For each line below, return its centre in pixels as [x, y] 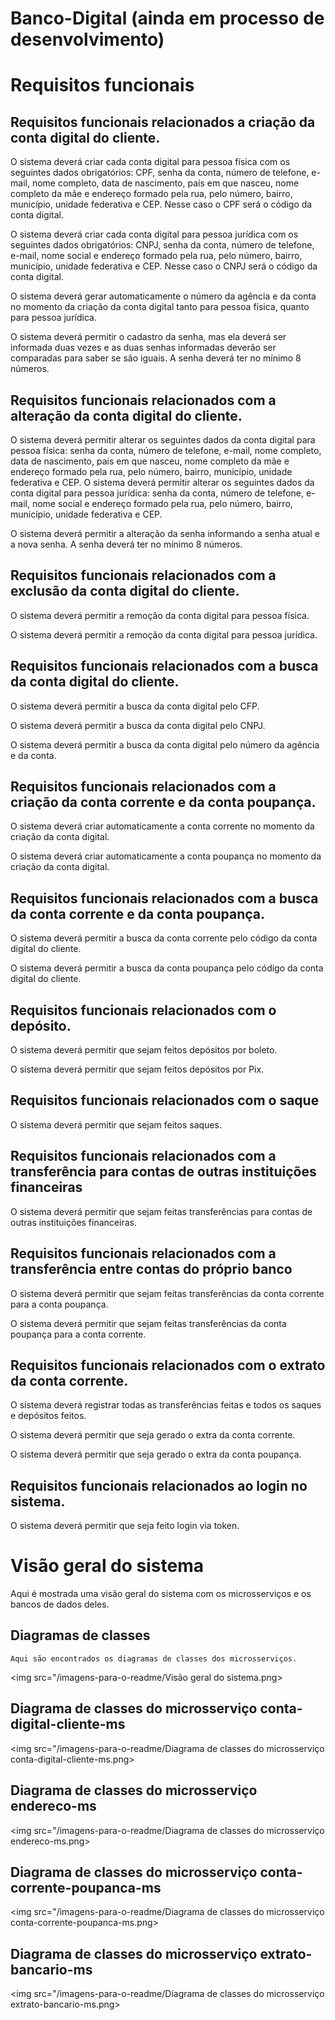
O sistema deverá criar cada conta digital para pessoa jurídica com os [154, 234]
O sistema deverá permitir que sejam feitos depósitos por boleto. [144, 1050]
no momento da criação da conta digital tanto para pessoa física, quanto [160, 307]
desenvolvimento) [87, 39]
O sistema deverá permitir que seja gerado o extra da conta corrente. [153, 1435]
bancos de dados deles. [60, 1604]
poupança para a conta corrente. [78, 1334]
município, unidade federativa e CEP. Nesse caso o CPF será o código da [161, 204]
